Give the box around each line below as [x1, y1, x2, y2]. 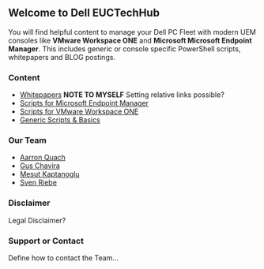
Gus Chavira [19, 161, 61, 170]
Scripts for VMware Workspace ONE [19, 106, 139, 117]
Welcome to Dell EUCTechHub [8, 6, 160, 20]
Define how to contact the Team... [8, 253, 119, 263]
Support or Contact [8, 235, 85, 246]
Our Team [8, 135, 47, 146]
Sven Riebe [19, 177, 58, 188]
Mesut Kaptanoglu [19, 170, 81, 179]
